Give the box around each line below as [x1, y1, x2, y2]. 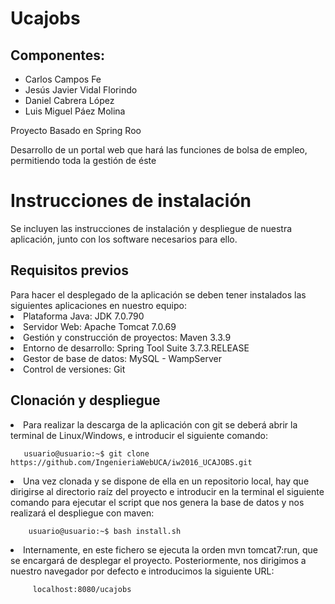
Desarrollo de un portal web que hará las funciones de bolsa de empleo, [10, 144, 308, 156]
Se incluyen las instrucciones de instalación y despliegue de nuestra [10, 222, 293, 234]
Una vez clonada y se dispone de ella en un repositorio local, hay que [23, 475, 310, 487]
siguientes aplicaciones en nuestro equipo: [10, 299, 187, 311]
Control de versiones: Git [23, 363, 126, 375]
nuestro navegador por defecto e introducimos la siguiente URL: [10, 565, 275, 577]
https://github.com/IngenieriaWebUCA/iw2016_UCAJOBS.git [10, 457, 253, 467]
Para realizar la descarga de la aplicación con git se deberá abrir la [23, 418, 298, 431]
